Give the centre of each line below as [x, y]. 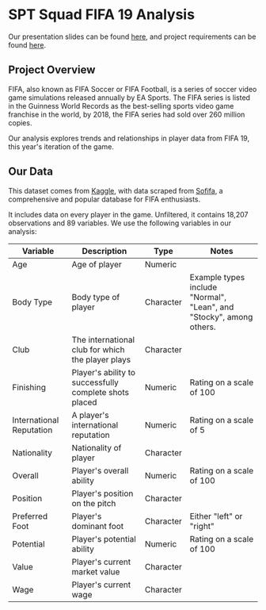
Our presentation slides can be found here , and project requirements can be [132, 36]
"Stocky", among [221, 317]
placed [84, 402]
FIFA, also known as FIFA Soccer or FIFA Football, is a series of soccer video [133, 89]
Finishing [29, 387]
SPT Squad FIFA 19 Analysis [102, 15]
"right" [202, 526]
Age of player [97, 264]
